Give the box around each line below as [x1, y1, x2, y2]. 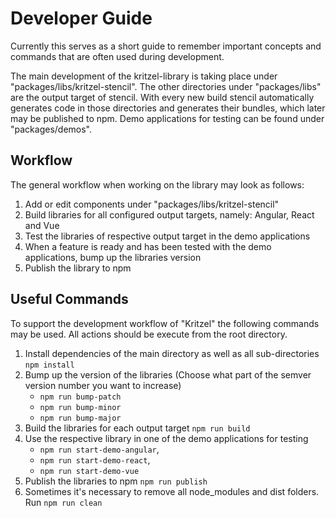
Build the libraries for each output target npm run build [24, 422, 251, 434]
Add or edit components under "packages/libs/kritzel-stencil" [24, 198, 280, 210]
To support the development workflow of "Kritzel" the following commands [10, 317, 320, 329]
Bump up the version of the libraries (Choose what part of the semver [24, 368, 312, 381]
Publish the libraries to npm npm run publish [24, 475, 208, 487]
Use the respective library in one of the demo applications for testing [24, 432, 309, 444]
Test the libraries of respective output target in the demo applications [24, 230, 311, 242]
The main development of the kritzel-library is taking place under [10, 70, 278, 82]
